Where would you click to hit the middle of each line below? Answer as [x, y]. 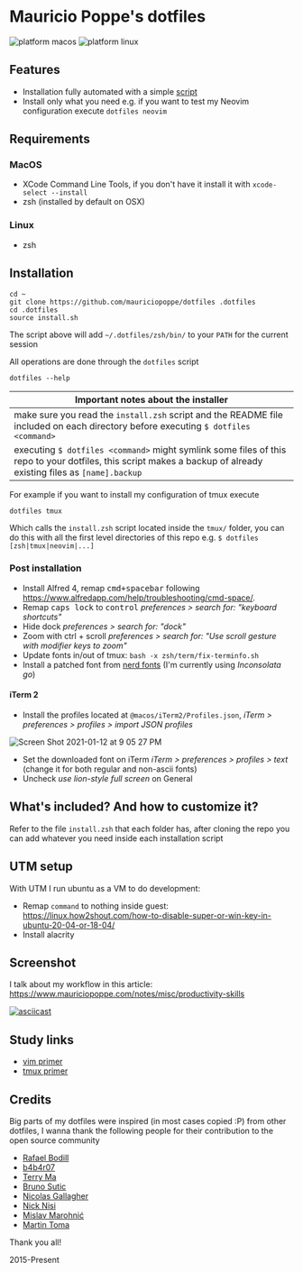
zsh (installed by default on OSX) [84, 202]
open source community [55, 1140]
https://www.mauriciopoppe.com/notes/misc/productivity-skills [127, 994]
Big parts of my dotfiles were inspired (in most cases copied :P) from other [148, 1121]
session [24, 343]
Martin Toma [46, 1225]
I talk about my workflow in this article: [81, 984]
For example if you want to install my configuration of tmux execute [134, 494]
